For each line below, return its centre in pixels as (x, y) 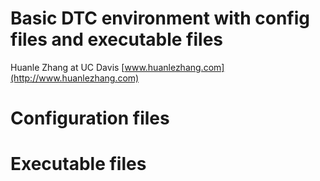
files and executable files (117, 39)
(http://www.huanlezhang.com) (75, 78)
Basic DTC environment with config (160, 18)
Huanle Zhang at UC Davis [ (67, 67)
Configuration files (90, 118)
